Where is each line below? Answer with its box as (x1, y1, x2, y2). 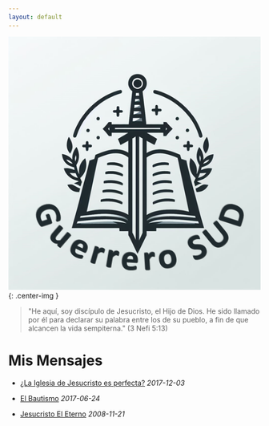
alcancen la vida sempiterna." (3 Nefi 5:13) (27, 323, 168, 333)
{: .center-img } (8, 290, 59, 300)
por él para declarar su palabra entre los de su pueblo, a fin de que (27, 314, 249, 324)
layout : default (8, 13, 62, 21)
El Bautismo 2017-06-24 (19, 393, 101, 403)
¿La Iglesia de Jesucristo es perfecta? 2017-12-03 (19, 378, 186, 387)
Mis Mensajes (8, 351, 103, 369)
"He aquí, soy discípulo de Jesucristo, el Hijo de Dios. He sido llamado (27, 306, 260, 316)
